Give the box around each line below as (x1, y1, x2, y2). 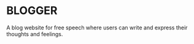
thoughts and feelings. (6, 30, 63, 37)
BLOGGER (6, 4, 58, 18)
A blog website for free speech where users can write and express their (6, 24, 188, 31)
